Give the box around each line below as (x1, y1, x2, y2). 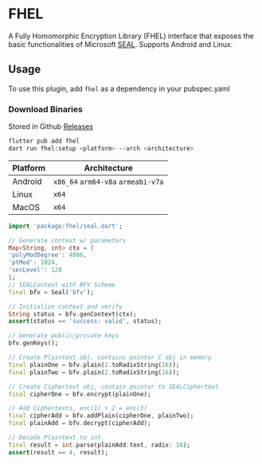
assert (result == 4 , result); (8, 448, 109, 456)
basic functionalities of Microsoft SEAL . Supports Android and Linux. (8, 39, 233, 49)
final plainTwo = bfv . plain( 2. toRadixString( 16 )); (8, 368, 180, 376)
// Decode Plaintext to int (8, 434, 102, 442)
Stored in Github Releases (8, 122, 94, 131)
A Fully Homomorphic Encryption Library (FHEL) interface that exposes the (8, 31, 255, 41)
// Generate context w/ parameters (8, 236, 127, 244)
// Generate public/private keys (8, 332, 119, 340)
